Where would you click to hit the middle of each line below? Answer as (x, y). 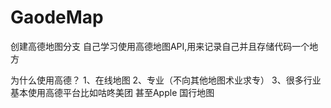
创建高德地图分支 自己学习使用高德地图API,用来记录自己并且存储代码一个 (160, 46)
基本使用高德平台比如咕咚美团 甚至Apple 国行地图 (112, 92)
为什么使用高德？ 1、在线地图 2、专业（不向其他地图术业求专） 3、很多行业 (166, 80)
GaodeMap (57, 17)
